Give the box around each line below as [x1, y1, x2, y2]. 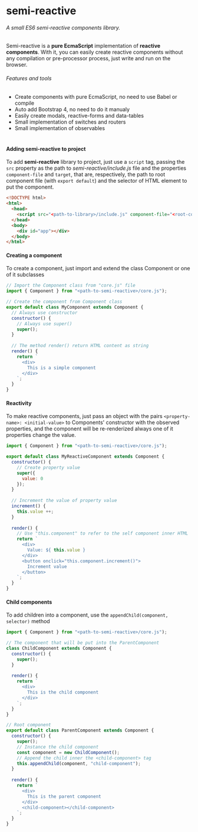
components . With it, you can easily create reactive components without [6, 48, 183, 56]
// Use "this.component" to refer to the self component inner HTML [16, 530, 189, 536]
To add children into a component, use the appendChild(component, [6, 611, 169, 619]
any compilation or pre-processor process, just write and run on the [6, 55, 171, 62]
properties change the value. [6, 432, 77, 439]
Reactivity [6, 399, 32, 406]
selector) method [6, 618, 50, 625]
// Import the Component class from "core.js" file [6, 283, 136, 289]
